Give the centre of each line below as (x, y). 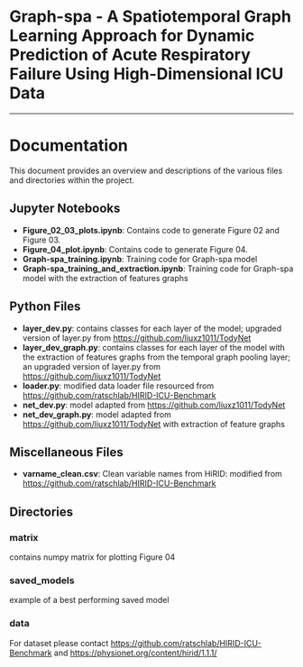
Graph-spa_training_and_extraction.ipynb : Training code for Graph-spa (158, 269)
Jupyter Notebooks (65, 209)
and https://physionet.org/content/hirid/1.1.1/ (136, 653)
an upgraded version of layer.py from (91, 366)
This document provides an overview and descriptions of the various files (146, 170)
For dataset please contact (59, 643)
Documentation (69, 146)
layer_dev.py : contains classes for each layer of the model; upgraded (152, 328)
